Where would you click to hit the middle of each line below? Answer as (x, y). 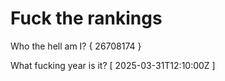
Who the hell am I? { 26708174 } (76, 46)
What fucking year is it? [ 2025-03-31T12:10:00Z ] (113, 65)
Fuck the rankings (86, 18)
